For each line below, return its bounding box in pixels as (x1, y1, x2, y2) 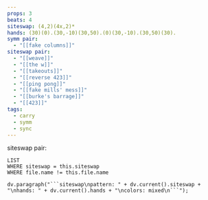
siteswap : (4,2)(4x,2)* (7, 23, 76, 30)
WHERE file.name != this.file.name (7, 169, 109, 176)
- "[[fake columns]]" (13, 42, 76, 49)
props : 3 (7, 10, 32, 17)
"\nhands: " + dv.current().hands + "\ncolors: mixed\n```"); (7, 187, 189, 195)
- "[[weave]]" (13, 55, 54, 62)
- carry (13, 112, 36, 119)
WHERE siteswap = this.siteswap (7, 163, 100, 170)
